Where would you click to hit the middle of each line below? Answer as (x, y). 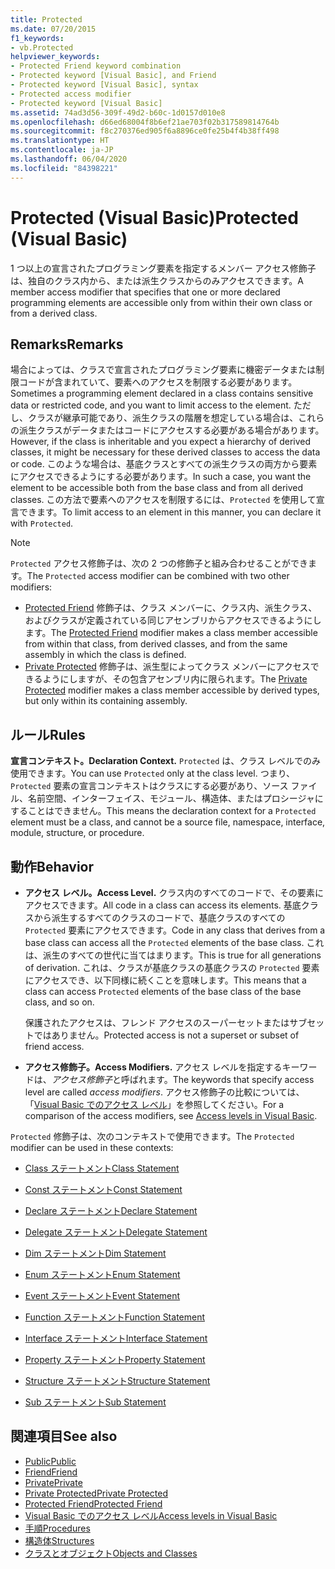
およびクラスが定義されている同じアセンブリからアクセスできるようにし (173, 620)
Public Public (50, 1461)
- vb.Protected (42, 47)
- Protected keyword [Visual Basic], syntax (104, 85)
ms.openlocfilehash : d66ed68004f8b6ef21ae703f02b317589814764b (145, 122)
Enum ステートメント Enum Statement (102, 1274)
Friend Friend (51, 1472)
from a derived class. (54, 313)
